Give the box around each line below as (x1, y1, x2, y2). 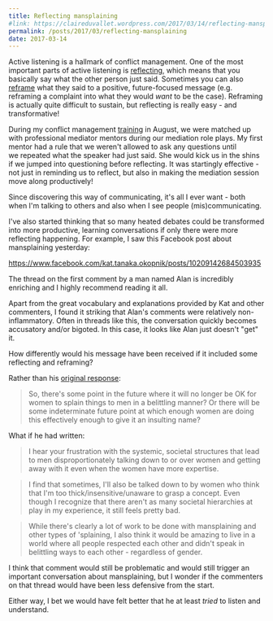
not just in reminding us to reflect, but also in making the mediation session (8, 168, 260, 177)
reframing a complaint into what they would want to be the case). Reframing (8, 91, 263, 102)
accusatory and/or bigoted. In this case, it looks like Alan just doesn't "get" (8, 325, 258, 335)
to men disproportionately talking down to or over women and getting (28, 455, 262, 465)
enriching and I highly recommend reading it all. (8, 282, 168, 293)
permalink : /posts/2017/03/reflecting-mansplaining (8, 27, 187, 35)
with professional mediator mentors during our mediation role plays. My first (8, 133, 263, 143)
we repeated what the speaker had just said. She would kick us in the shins (8, 151, 260, 160)
